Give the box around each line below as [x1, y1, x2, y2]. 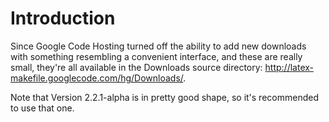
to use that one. [10, 102, 75, 114]
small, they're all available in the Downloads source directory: [10, 61, 263, 73]
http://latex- [264, 61, 315, 73]
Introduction [10, 7, 116, 30]
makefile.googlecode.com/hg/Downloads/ [10, 72, 184, 84]
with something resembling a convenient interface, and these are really [10, 50, 303, 62]
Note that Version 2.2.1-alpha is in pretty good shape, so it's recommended [10, 91, 319, 103]
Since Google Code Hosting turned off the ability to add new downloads [10, 40, 307, 52]
